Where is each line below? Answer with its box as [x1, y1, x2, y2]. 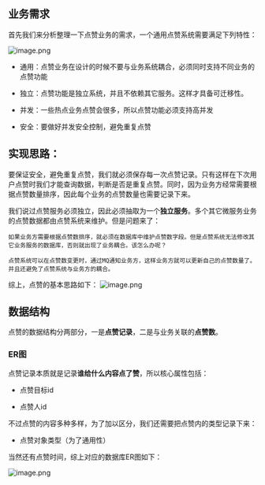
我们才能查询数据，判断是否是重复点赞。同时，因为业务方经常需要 [35, 180, 250, 189]
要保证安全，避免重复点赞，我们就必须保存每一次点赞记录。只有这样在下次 [8, 169, 250, 179]
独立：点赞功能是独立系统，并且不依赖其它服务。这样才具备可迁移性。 [19, 88, 248, 98]
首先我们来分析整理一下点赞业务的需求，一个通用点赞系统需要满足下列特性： [8, 30, 257, 39]
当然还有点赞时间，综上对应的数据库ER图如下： [8, 452, 162, 461]
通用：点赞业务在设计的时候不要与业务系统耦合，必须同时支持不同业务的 [19, 61, 255, 71]
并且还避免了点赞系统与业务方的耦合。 [8, 265, 114, 273]
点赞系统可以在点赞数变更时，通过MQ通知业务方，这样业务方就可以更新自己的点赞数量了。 [8, 257, 256, 265]
